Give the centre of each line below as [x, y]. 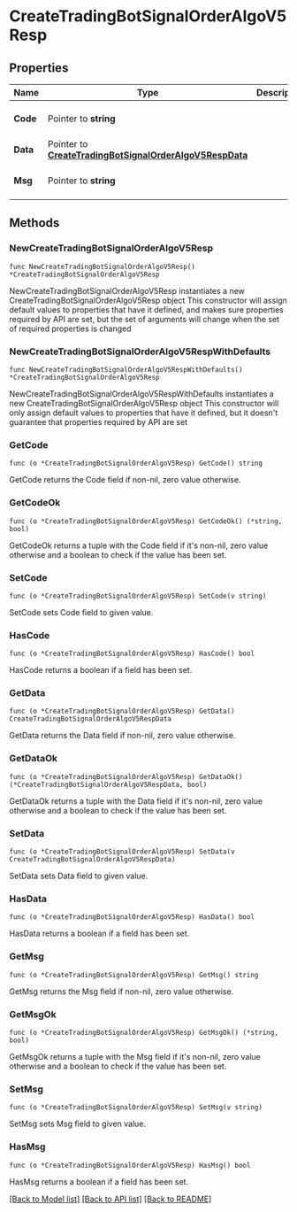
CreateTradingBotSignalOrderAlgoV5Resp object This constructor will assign [148, 300]
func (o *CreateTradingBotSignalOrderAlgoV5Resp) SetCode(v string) [138, 596]
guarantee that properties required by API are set [99, 421]
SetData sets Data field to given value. [79, 876]
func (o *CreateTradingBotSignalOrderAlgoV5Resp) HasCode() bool [132, 654]
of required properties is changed [70, 328]
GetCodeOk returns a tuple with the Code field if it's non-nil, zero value [139, 545]
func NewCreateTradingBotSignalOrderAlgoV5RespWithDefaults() [126, 369]
